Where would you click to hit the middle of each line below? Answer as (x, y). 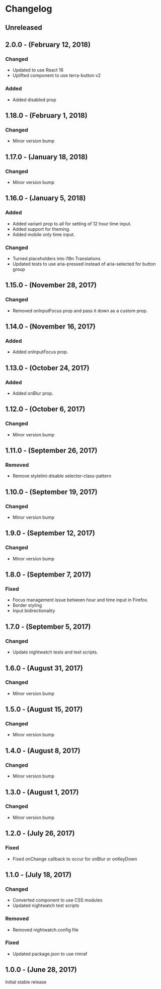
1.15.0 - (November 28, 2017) (51, 285)
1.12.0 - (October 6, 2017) (45, 409)
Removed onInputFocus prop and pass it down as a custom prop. (80, 311)
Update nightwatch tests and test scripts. (55, 652)
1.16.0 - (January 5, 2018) (46, 198)
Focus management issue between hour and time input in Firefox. (80, 600)
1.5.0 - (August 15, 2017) (44, 709)
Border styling (27, 605)
